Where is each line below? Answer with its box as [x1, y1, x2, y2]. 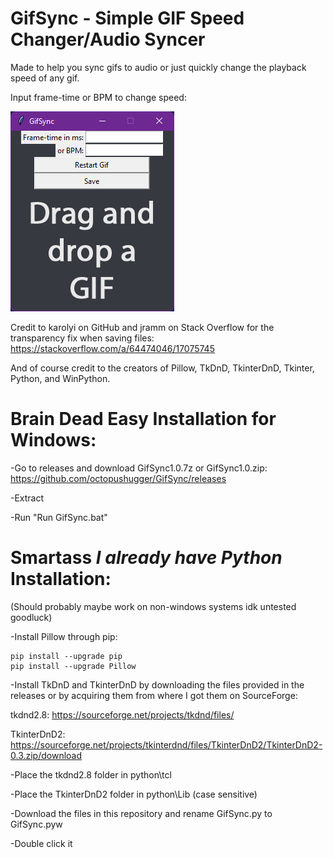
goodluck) [10, 611, 53, 623]
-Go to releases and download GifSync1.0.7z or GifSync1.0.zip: [10, 462, 268, 474]
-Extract [10, 492, 45, 504]
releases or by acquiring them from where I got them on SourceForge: [10, 689, 298, 701]
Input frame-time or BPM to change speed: [10, 91, 187, 103]
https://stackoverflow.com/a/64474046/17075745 [10, 342, 215, 354]
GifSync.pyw [10, 818, 63, 830]
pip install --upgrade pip [10, 651, 123, 661]
